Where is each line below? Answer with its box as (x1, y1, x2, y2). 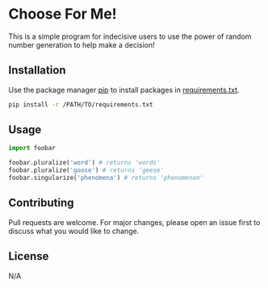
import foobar (8, 144, 57, 152)
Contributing (8, 196, 74, 210)
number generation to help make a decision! (8, 40, 155, 49)
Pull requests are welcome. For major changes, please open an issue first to (8, 217, 261, 227)
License (8, 249, 49, 263)
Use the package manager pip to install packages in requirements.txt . (8, 85, 240, 94)
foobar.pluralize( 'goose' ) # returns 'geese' (8, 166, 164, 174)
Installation (8, 64, 66, 77)
